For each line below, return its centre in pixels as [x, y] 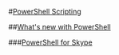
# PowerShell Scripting [45, 12]
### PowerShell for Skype [51, 42]
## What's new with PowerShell [59, 27]
